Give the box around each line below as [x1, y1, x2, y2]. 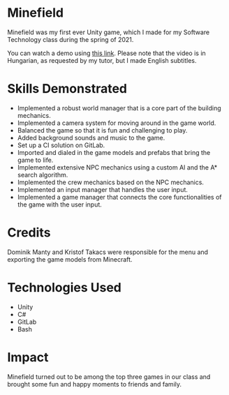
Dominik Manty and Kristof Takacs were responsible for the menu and [7, 248, 208, 256]
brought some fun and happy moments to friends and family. [7, 380, 182, 388]
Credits [7, 225, 51, 241]
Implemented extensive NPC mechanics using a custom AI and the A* [17, 163, 218, 172]
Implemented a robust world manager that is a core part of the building [17, 103, 221, 112]
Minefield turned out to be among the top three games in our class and [7, 372, 211, 381]
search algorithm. [17, 170, 68, 179]
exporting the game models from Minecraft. [7, 255, 133, 263]
